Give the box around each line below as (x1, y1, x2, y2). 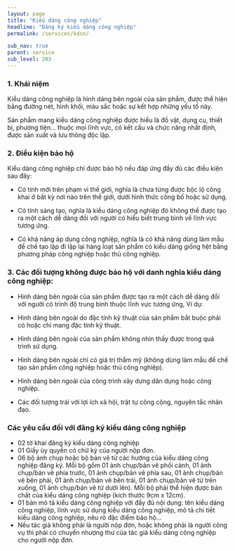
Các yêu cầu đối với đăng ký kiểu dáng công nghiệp (7, 422, 187, 432)
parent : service (7, 49, 55, 56)
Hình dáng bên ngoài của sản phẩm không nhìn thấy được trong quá (17, 335, 215, 343)
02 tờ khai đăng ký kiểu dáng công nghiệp (17, 439, 140, 447)
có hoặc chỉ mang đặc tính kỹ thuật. (17, 320, 121, 329)
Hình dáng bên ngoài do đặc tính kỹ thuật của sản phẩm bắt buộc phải (17, 313, 221, 322)
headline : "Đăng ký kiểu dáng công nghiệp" (7, 23, 137, 30)
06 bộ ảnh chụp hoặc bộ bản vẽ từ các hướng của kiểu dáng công (17, 454, 209, 462)
